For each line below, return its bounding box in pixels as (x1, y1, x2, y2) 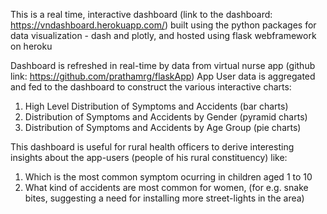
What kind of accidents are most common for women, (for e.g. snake (24, 182, 309, 193)
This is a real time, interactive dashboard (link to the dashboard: (10, 9, 273, 20)
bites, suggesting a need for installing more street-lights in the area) (24, 192, 305, 204)
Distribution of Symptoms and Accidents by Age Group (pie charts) (24, 122, 302, 133)
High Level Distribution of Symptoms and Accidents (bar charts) (24, 100, 289, 112)
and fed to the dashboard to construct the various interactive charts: (10, 81, 292, 93)
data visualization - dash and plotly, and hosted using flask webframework (10, 30, 317, 41)
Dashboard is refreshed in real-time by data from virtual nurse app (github (10, 60, 316, 71)
